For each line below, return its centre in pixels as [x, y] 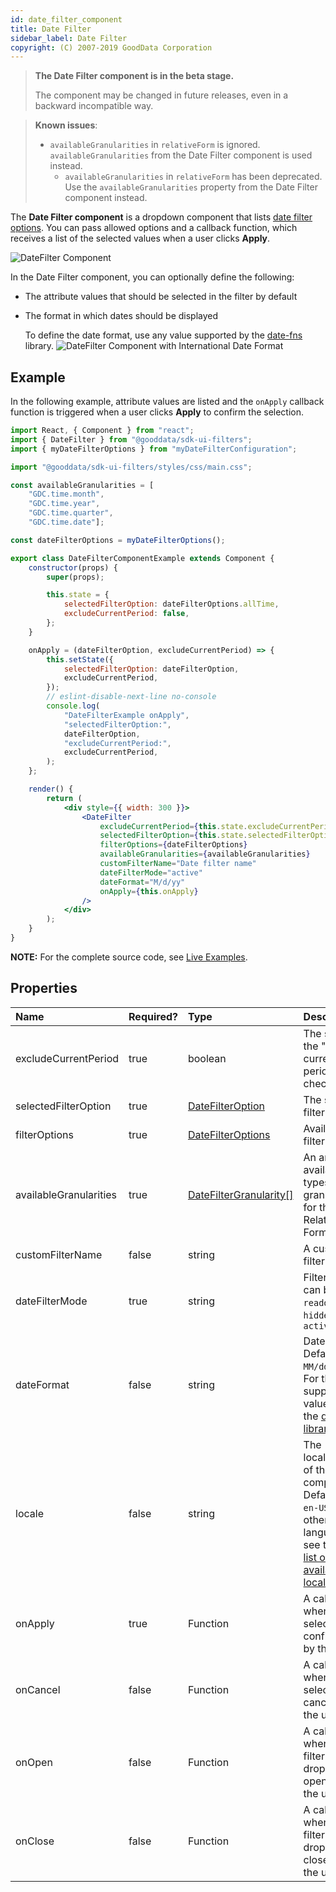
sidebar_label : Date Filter [69, 38]
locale [29, 1513]
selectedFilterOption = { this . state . [173, 836]
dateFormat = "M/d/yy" [142, 882]
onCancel [38, 1689]
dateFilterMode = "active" [151, 872]
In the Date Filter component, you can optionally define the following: [152, 277]
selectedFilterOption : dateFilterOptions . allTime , [171, 604]
